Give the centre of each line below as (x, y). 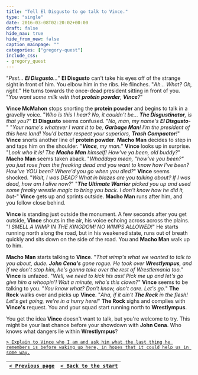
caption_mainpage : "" (33, 45)
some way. (18, 353)
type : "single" (25, 17)
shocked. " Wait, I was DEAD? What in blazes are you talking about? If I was (98, 177)
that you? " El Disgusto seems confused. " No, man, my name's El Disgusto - (98, 121)
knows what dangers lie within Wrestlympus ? (62, 331)
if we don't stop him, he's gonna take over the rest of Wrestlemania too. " (95, 269)
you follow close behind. (36, 202)
